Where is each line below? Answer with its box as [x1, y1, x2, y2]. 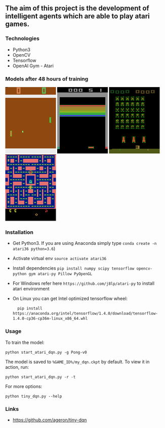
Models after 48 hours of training [5, 75, 89, 82]
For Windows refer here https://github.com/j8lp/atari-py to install [12, 280, 155, 286]
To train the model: [5, 339, 45, 346]
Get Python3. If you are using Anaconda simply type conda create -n [12, 240, 157, 246]
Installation [5, 229, 34, 236]
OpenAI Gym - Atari [12, 63, 54, 69]
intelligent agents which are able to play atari [5, 12, 150, 21]
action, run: [5, 364, 29, 370]
